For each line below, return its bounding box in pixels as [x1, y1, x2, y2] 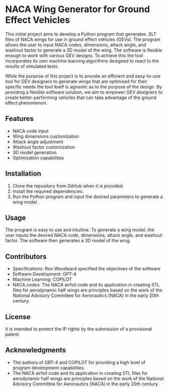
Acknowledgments [5, 346, 67, 355]
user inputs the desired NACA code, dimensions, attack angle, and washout [5, 232, 162, 238]
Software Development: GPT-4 [12, 271, 77, 277]
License [5, 312, 31, 321]
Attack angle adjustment [12, 138, 64, 144]
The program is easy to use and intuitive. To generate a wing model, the [5, 227, 155, 233]
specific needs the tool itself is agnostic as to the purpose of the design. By [5, 83, 162, 89]
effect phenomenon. [5, 100, 48, 106]
